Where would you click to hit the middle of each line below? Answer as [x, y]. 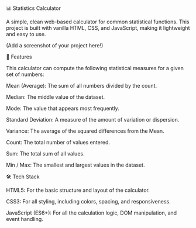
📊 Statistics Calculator [34, 8]
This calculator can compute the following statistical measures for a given [95, 68]
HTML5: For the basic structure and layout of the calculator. [78, 190]
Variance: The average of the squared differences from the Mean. [85, 131]
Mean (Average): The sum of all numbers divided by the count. [81, 86]
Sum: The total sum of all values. [45, 153]
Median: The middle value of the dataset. [56, 97]
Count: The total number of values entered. [58, 142]
